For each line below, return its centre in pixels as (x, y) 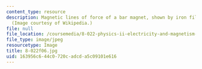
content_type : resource (36, 12)
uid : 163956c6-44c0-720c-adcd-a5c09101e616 (62, 56)
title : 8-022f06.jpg (32, 51)
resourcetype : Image (32, 46)
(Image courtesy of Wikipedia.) (52, 23)
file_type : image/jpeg (35, 40)
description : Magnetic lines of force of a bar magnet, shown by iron (96, 17)
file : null (20, 28)
